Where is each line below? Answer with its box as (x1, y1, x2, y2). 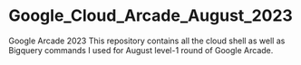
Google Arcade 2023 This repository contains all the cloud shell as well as (8, 35, 286, 46)
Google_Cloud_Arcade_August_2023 (8, 5, 294, 26)
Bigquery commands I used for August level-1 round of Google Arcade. (8, 44, 274, 55)
